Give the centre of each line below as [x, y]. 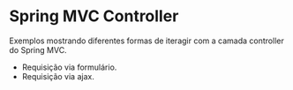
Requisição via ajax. [58, 76]
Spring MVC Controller [94, 16]
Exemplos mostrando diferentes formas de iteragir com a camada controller [146, 41]
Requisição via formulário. [69, 67]
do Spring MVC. [38, 49]
